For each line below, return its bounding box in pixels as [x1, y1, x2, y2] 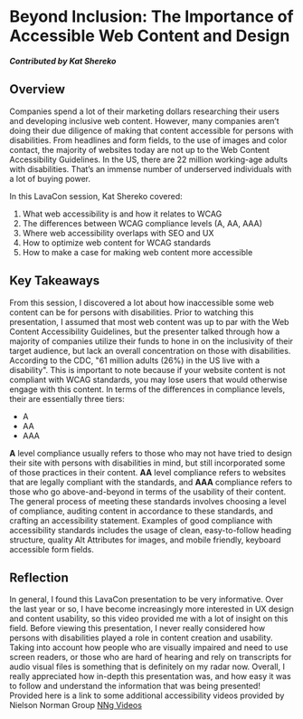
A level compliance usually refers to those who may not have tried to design [9, 447, 292, 458]
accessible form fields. [9, 543, 95, 554]
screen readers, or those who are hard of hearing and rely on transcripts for [9, 652, 292, 663]
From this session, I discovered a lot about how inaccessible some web [9, 297, 274, 308]
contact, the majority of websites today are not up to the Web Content [9, 144, 270, 155]
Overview [9, 81, 66, 97]
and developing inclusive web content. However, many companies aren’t [9, 115, 279, 126]
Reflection [9, 570, 70, 585]
